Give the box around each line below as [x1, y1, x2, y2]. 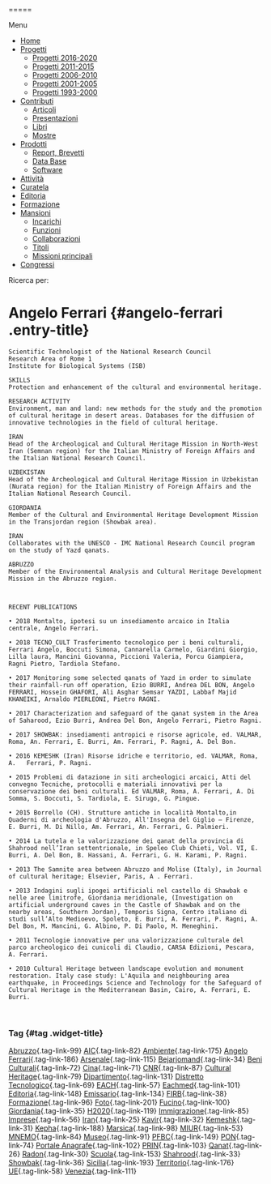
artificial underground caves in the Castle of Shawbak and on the [8, 900, 241, 908]
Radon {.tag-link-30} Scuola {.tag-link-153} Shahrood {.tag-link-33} [22, 1149, 241, 1159]
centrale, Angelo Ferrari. [8, 624, 100, 632]
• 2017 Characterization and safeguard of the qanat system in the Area [8, 709, 259, 717]
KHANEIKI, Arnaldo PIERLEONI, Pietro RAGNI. [8, 695, 161, 703]
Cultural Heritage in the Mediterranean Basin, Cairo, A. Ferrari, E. [8, 985, 252, 994]
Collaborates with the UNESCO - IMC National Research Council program [8, 539, 255, 547]
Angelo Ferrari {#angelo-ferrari [8, 304, 223, 323]
